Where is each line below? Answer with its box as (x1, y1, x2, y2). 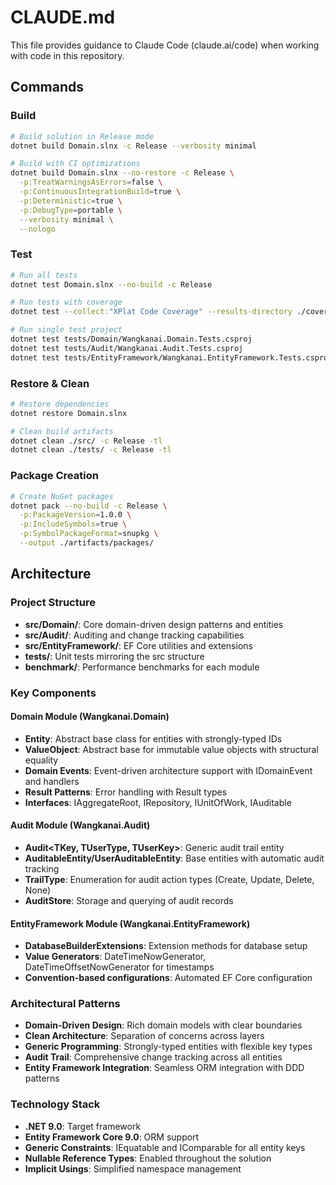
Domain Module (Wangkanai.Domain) (10, 711, 170, 723)
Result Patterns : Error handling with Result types (24, 786, 228, 798)
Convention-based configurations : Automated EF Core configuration (24, 972, 313, 984)
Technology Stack (10, 1097, 101, 1111)
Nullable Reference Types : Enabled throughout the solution (24, 1152, 272, 1164)
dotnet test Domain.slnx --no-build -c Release (10, 279, 213, 290)
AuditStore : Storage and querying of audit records (24, 894, 234, 906)
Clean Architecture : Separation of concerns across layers (24, 1030, 265, 1042)
